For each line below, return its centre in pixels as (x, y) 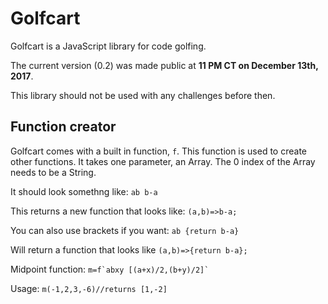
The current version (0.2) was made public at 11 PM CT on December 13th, (164, 65)
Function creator (63, 127)
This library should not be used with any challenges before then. (143, 95)
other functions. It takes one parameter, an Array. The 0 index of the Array (163, 161)
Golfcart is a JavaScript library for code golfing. (108, 46)
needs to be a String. (53, 172)
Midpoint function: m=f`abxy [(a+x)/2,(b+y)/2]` (110, 269)
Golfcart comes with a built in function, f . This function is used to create (159, 151)
